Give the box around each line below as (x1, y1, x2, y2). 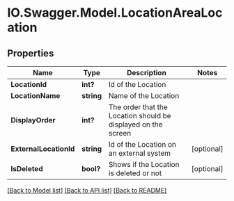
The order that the (108, 102, 169, 112)
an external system (108, 148, 171, 158)
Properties (7, 47, 54, 59)
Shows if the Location (108, 160, 180, 169)
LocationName (10, 91, 61, 100)
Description (126, 68, 167, 77)
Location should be (108, 111, 172, 120)
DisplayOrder (10, 115, 56, 124)
